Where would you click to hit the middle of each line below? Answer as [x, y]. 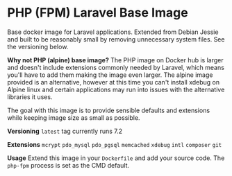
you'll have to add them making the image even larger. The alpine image [110, 75]
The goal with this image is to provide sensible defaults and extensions [109, 110]
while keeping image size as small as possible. [74, 117]
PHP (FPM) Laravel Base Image [98, 13]
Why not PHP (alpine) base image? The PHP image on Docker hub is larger [115, 60]
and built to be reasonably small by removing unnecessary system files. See [116, 39]
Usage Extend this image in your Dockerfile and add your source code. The [116, 158]
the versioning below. [38, 46]
